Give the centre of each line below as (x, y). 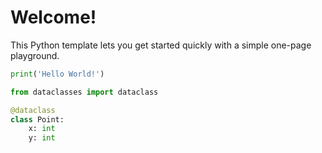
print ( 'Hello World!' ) (57, 74)
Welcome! (53, 17)
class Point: (37, 119)
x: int (42, 129)
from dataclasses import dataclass (84, 92)
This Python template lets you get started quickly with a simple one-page (161, 45)
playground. (35, 55)
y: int (42, 138)
